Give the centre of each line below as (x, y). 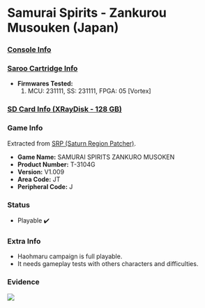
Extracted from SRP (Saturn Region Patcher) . (72, 143)
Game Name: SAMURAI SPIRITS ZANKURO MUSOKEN (96, 157)
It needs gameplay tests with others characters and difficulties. (108, 264)
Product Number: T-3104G (56, 164)
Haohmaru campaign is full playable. (70, 256)
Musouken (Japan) (63, 28)
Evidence (23, 282)
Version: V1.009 (41, 171)
